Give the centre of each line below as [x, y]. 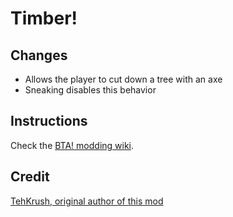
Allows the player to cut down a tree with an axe [123, 79]
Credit [30, 177]
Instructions [49, 121]
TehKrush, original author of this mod [87, 201]
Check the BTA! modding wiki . [72, 145]
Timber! [44, 18]
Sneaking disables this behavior [90, 90]
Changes [39, 55]
